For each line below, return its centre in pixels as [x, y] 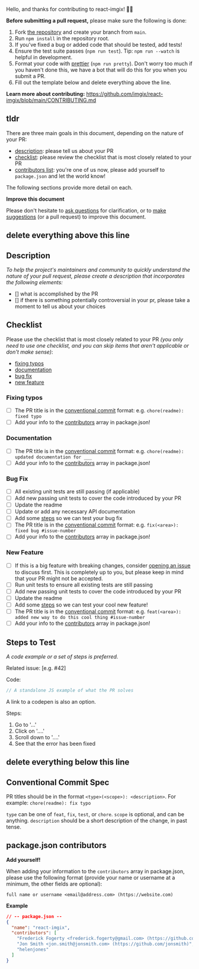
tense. [14, 827]
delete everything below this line [68, 762]
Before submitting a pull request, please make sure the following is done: [97, 20]
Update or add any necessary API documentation [75, 512]
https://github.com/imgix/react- [125, 94]
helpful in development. [44, 57]
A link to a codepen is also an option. [51, 701]
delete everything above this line [68, 235]
